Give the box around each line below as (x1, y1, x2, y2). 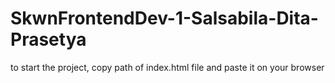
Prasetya (10, 28, 87, 51)
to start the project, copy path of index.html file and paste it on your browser (10, 61, 325, 73)
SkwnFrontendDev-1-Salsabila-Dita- (10, 7, 319, 30)
